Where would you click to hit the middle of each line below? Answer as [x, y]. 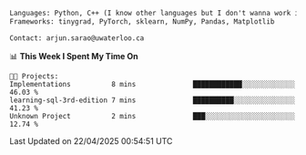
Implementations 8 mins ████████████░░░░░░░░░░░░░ [153, 84]
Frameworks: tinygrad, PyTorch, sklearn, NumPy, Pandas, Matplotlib [142, 21]
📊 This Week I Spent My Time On [74, 56]
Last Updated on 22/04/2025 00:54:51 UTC [91, 140]
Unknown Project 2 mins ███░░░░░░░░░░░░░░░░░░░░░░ [153, 116]
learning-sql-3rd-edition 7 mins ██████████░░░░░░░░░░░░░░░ [153, 100]
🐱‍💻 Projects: [34, 76]
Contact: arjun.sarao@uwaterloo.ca [77, 38]
